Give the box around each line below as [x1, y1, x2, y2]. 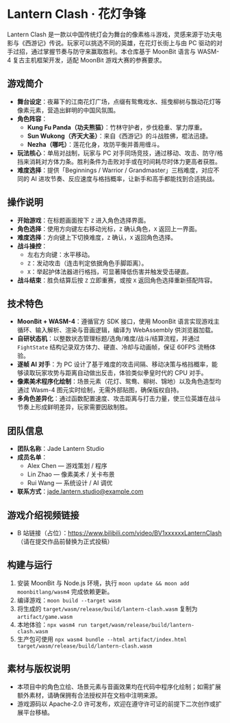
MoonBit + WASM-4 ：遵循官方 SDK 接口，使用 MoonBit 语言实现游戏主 [16, 317, 220, 326]
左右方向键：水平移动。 [27, 250, 94, 258]
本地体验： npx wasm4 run [16, 620, 88, 628]
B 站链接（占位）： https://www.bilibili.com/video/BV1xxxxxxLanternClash [16, 529, 222, 537]
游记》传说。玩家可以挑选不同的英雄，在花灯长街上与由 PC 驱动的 [30, 38, 217, 47]
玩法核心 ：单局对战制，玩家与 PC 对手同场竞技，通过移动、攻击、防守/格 [16, 149, 223, 157]
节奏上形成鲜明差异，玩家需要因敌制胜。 [16, 403, 131, 411]
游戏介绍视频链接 [7, 509, 79, 521]
